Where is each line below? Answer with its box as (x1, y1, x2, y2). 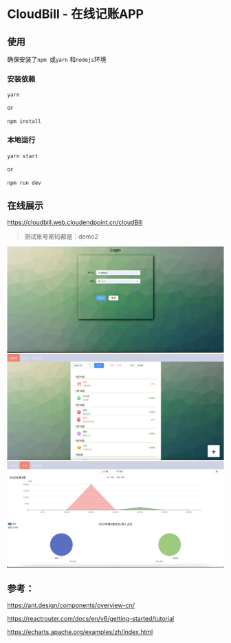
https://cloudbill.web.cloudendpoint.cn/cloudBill (7, 218, 143, 227)
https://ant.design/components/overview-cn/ (7, 601, 135, 609)
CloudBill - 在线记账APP (7, 6, 144, 22)
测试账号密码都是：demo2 (23, 232, 98, 241)
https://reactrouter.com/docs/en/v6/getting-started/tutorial (7, 615, 175, 623)
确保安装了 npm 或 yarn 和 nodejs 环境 (7, 56, 107, 63)
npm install (7, 118, 41, 125)
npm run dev (7, 179, 41, 186)
